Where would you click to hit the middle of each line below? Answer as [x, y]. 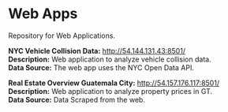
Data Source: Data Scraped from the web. [77, 99]
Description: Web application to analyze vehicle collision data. [110, 59]
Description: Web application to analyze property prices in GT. [110, 91]
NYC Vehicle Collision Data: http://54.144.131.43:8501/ [97, 50]
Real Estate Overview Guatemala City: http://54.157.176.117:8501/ [114, 83]
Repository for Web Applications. [62, 35]
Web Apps [43, 14]
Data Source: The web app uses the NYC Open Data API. [101, 67]
